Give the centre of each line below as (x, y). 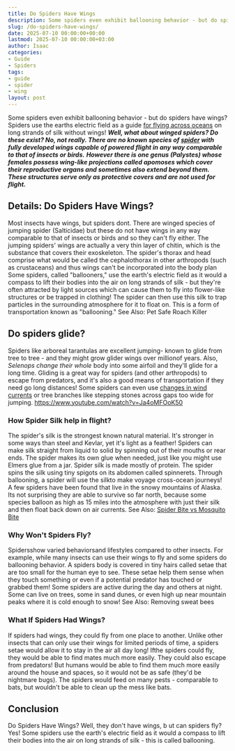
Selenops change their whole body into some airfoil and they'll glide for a (113, 365)
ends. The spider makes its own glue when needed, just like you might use (115, 458)
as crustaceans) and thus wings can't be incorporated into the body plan (112, 267)
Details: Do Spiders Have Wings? (81, 206)
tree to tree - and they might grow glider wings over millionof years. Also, (113, 358)
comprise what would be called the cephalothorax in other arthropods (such (117, 260)
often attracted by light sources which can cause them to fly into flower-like (116, 289)
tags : (16, 72)
